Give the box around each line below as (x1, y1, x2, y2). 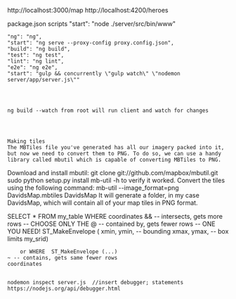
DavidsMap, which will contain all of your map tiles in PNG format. (7, 198, 198, 207)
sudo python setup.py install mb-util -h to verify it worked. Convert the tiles (7, 176, 225, 184)
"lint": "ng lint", (7, 58, 65, 65)
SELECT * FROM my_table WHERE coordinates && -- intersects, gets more (7, 212, 223, 220)
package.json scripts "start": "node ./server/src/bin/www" (7, 20, 176, 27)
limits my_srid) (7, 235, 49, 243)
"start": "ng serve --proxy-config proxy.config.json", (7, 39, 174, 46)
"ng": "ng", (7, 33, 42, 40)
